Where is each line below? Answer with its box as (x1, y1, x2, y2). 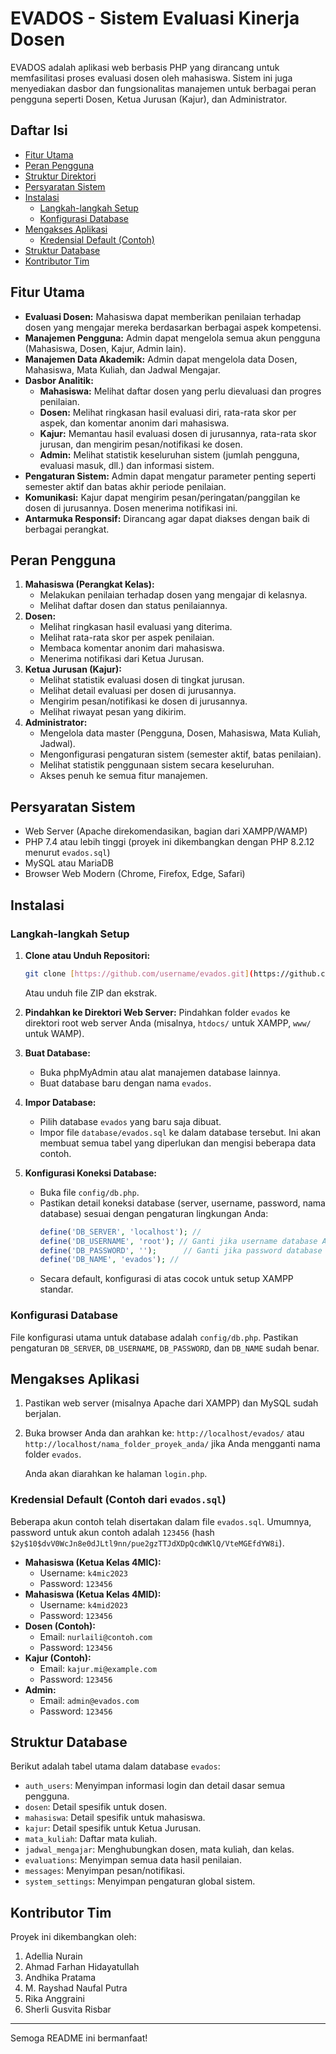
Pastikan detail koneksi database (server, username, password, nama (39, 1197, 326, 1209)
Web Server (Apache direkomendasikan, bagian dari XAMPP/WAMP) (24, 825, 308, 837)
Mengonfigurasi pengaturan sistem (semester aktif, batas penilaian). (39, 748, 322, 761)
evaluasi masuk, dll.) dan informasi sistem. (39, 459, 215, 471)
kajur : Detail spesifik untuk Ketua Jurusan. (24, 1822, 202, 1834)
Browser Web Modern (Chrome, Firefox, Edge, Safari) (24, 868, 246, 880)
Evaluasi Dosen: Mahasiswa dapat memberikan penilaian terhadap (24, 310, 302, 322)
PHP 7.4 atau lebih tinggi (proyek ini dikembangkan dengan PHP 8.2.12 (24, 836, 315, 848)
